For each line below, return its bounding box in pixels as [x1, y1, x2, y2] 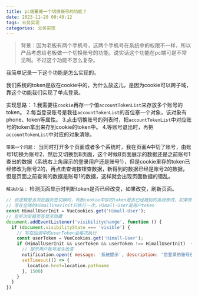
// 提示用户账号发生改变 [21, 247, 74, 252]
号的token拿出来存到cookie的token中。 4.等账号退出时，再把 [6, 124, 154, 131]
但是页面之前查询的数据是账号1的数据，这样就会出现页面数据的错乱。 [6, 173, 174, 180]
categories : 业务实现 [6, 25, 56, 31]
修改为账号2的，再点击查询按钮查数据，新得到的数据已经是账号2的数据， [11, 165, 189, 172]
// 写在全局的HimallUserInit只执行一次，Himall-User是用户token [6, 202, 155, 209]
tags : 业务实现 [6, 19, 40, 25]
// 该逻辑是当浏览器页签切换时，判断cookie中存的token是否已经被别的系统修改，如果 [6, 197, 188, 203]
